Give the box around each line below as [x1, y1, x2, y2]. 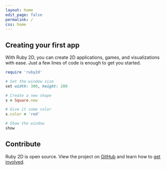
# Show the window [5, 121, 45, 126]
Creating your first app [5, 40, 80, 49]
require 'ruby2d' [5, 70, 43, 75]
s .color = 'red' [5, 112, 40, 117]
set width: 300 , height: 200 [5, 83, 68, 89]
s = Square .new [5, 98, 38, 103]
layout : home [5, 7, 33, 13]
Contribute [5, 140, 41, 148]
